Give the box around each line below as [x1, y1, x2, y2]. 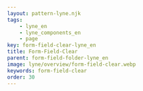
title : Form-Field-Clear [7, 49, 78, 55]
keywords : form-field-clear [7, 67, 88, 74]
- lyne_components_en [19, 29, 81, 36]
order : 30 [7, 73, 36, 81]
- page [19, 36, 38, 42]
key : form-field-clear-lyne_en [7, 42, 96, 49]
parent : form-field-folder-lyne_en [7, 55, 109, 62]
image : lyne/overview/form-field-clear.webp [7, 61, 136, 68]
